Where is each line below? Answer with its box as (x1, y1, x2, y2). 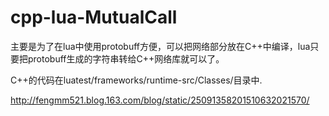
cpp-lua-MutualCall (10, 6, 178, 29)
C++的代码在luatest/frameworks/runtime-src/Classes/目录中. (10, 74, 263, 86)
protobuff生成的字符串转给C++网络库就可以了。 (27, 52, 225, 65)
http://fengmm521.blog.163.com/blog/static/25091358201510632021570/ (10, 94, 310, 106)
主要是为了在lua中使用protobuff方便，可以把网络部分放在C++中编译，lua (10, 40, 311, 52)
